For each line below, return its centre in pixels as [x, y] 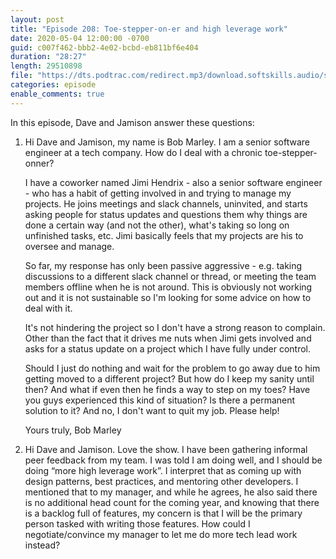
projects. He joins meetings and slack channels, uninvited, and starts [166, 203]
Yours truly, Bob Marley [73, 430]
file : [21, 76]
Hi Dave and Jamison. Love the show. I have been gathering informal [166, 449]
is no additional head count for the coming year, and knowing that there [172, 502]
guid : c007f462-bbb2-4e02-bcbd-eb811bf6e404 [104, 47]
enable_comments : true [57, 94]
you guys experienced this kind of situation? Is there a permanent [160, 400]
